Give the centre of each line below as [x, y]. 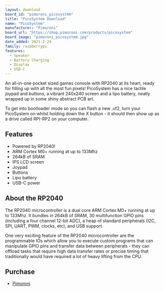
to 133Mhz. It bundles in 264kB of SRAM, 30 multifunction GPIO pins [74, 215]
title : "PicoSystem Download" [36, 19]
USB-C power [26, 183]
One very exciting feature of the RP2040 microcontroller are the [69, 235]
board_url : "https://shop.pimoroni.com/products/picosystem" [69, 32]
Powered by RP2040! [34, 146]
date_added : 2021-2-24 [28, 42]
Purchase [20, 272]
